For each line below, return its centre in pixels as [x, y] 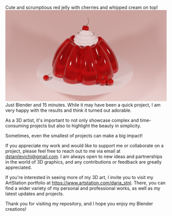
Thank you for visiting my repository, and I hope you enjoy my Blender [79, 203]
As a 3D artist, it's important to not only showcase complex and [72, 120]
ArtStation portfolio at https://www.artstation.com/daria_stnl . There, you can [85, 183]
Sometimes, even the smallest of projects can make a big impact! [74, 135]
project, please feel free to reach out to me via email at [63, 151]
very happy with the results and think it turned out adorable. [68, 110]
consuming [17, 126]
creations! [16, 209]
